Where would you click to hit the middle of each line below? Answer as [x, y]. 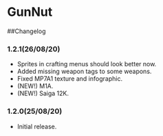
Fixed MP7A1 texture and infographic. [69, 79]
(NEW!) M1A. [35, 86]
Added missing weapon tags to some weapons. [84, 71]
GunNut [30, 12]
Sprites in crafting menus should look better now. [87, 64]
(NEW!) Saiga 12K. [43, 93]
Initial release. [37, 126]
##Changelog [26, 31]
